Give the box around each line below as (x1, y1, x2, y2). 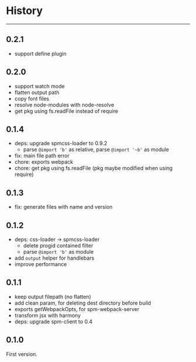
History (6, 4, 43, 18)
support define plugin (14, 50, 67, 57)
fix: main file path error (14, 152, 70, 159)
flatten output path (14, 89, 60, 96)
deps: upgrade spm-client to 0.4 (14, 318, 93, 325)
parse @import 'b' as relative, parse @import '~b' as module (23, 146, 169, 153)
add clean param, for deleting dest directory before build (14, 299, 152, 306)
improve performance (14, 261, 67, 267)
